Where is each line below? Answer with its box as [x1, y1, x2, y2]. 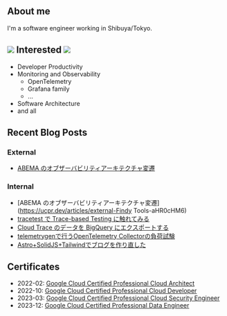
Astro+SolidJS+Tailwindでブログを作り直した [17, 240, 147, 249]
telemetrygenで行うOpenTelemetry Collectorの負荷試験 [17, 231, 175, 240]
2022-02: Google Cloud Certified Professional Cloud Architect [17, 279, 195, 288]
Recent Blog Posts [7, 127, 88, 139]
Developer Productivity [17, 62, 83, 71]
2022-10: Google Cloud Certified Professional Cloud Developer [17, 287, 197, 295]
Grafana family [27, 85, 70, 93]
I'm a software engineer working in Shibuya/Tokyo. [7, 24, 152, 32]
